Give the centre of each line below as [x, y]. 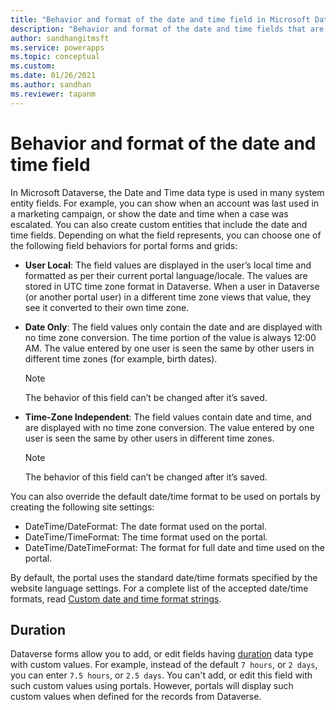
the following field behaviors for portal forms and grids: [124, 245]
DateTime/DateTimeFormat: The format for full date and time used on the [174, 547]
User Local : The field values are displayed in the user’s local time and [168, 265]
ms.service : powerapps [57, 47]
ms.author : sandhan [51, 85]
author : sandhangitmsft [60, 38]
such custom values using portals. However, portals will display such [152, 686]
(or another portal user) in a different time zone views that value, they [168, 297]
